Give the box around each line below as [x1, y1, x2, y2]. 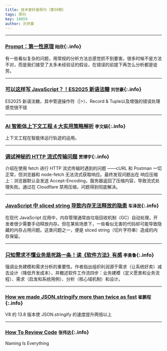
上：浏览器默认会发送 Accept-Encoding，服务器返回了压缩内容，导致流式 [5, 178, 156, 184]
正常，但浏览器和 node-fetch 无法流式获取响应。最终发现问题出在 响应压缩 [5, 172, 158, 178]
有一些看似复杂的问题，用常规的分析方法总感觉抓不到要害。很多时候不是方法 [5, 55, 162, 61]
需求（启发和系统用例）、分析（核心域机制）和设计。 [15, 276, 123, 282]
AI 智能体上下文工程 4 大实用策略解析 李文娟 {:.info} [5, 123, 126, 130]
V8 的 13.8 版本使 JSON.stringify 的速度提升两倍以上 [5, 311, 112, 318]
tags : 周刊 [5, 12, 26, 17]
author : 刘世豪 [5, 21, 34, 26]
